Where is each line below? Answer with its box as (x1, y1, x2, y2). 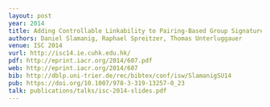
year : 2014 (8, 19, 45, 27)
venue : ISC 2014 (8, 42, 63, 50)
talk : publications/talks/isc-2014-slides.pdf (8, 86, 167, 95)
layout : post (8, 11, 52, 20)
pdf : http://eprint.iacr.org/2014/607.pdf (8, 57, 153, 65)
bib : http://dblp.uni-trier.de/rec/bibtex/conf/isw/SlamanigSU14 (8, 72, 231, 80)
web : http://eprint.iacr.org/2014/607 (8, 64, 138, 72)
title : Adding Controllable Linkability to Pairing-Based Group (8, 27, 228, 35)
